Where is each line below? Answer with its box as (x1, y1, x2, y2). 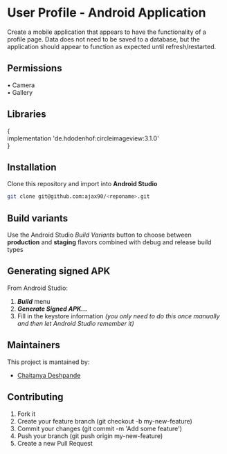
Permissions (7, 62, 62, 74)
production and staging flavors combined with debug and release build (7, 238, 212, 246)
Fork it (17, 410, 36, 418)
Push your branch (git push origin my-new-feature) (17, 431, 163, 440)
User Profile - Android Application (7, 5, 206, 21)
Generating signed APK (7, 265, 111, 278)
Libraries (7, 109, 46, 120)
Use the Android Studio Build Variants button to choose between (7, 230, 192, 239)
